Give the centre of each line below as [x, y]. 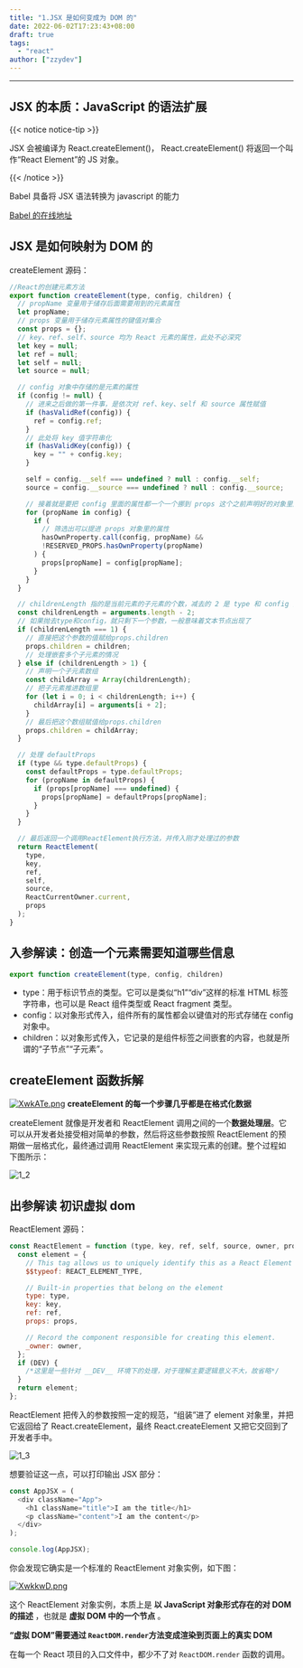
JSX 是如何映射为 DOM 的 [81, 246]
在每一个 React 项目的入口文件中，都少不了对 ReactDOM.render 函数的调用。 [150, 1654]
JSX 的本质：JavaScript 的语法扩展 [108, 107]
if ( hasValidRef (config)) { [78, 412]
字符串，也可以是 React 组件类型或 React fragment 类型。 [129, 1004]
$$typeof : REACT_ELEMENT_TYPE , [84, 1271]
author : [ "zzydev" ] [46, 60]
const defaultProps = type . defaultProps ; [104, 772]
